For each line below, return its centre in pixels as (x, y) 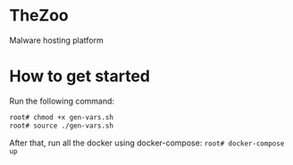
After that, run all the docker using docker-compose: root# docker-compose (147, 143)
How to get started (80, 76)
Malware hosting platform (57, 40)
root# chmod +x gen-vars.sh (62, 117)
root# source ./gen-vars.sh (62, 126)
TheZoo (39, 16)
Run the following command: (62, 101)
